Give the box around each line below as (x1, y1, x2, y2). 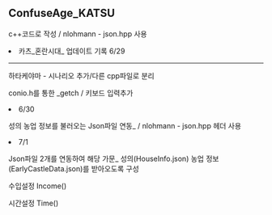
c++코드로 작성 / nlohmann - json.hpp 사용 (8, 28, 147, 39)
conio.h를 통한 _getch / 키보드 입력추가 (8, 88, 134, 98)
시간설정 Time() (8, 198, 59, 208)
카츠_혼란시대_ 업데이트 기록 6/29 (19, 46, 125, 56)
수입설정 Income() (8, 181, 67, 191)
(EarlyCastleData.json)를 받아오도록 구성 (8, 163, 139, 173)
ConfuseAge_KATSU (8, 6, 116, 20)
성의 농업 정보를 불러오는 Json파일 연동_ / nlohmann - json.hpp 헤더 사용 (8, 120, 241, 130)
